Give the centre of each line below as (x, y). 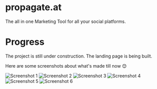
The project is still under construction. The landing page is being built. (79, 56)
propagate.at (34, 7)
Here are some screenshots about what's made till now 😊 (66, 66)
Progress (25, 42)
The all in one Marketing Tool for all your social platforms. (66, 21)
